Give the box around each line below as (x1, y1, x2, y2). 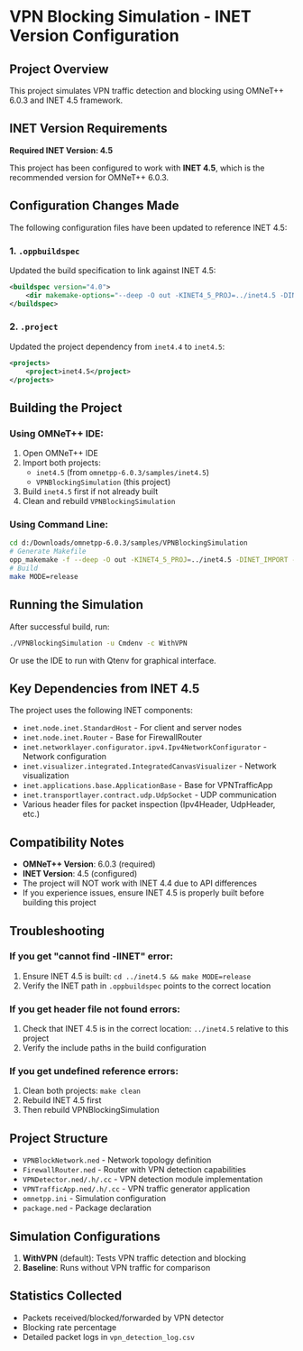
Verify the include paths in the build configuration (22, 1043, 207, 1053)
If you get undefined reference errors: (9, 1065, 179, 1078)
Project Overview (9, 61, 109, 77)
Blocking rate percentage (22, 1321, 117, 1332)
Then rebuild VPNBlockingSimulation (22, 1105, 160, 1116)
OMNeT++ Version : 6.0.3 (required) (22, 859, 156, 869)
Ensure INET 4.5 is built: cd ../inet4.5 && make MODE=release (22, 970, 252, 981)
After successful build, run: (9, 620, 110, 632)
